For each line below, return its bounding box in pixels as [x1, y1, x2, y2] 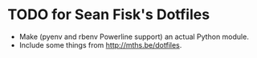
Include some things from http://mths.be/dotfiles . [18, 40, 182, 49]
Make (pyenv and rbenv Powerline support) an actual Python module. [18, 32, 250, 41]
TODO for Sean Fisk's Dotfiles [7, 6, 210, 24]
